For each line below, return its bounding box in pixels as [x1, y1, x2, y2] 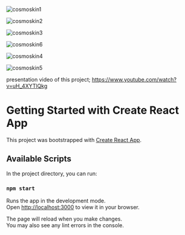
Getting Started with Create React [6, 103, 180, 117]
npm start [6, 185, 35, 192]
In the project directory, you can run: [6, 170, 97, 177]
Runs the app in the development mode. [6, 197, 106, 205]
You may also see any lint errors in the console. [6, 222, 124, 229]
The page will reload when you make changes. [6, 215, 123, 223]
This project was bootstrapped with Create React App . [6, 136, 142, 143]
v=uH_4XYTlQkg [6, 82, 48, 89]
